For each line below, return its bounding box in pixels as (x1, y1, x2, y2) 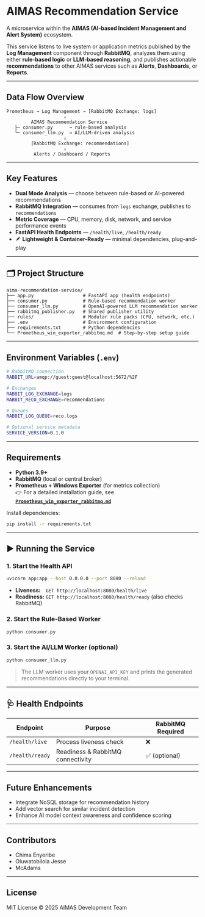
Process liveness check (56, 738, 124, 746)
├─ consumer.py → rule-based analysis (14, 124, 127, 131)
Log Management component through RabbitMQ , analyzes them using (6, 49, 185, 56)
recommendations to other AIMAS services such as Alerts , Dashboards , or (6, 62, 198, 70)
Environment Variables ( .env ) (6, 352, 120, 362)
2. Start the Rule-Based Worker (6, 615, 101, 624)
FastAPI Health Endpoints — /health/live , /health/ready (15, 228, 162, 236)
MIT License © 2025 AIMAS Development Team (6, 904, 127, 911)
